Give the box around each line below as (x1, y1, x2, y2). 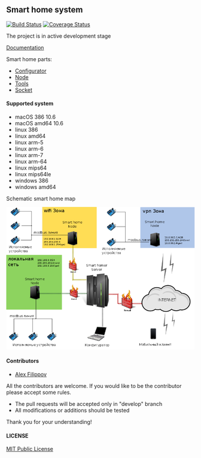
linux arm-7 (14, 152, 44, 159)
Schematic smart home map (6, 195, 76, 203)
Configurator (14, 67, 47, 74)
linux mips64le (14, 171, 51, 178)
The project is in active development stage (6, 32, 111, 40)
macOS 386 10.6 (14, 113, 56, 120)
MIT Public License (6, 445, 54, 453)
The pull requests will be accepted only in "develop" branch (14, 400, 163, 408)
